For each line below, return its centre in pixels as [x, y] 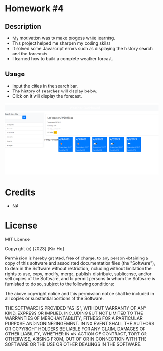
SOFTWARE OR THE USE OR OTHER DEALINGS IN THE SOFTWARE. [73, 344]
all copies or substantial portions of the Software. [54, 298]
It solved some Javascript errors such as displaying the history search [82, 48]
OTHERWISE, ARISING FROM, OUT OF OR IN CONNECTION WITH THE [76, 339]
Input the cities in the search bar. [45, 86]
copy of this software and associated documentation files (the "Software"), [80, 263]
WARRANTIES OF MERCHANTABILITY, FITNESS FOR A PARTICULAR [74, 318]
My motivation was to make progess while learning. [63, 38]
